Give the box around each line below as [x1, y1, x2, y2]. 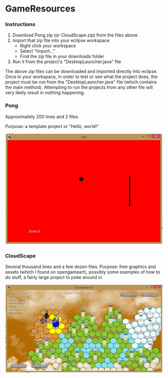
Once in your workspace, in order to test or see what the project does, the [5, 73, 158, 80]
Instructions [5, 21, 36, 28]
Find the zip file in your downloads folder [19, 53, 104, 59]
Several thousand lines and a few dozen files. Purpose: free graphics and [5, 263, 156, 270]
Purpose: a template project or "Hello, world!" [5, 123, 99, 129]
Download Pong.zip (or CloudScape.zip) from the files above [12, 32, 138, 38]
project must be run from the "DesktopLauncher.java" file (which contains [5, 79, 157, 85]
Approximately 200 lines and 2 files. [5, 113, 79, 119]
